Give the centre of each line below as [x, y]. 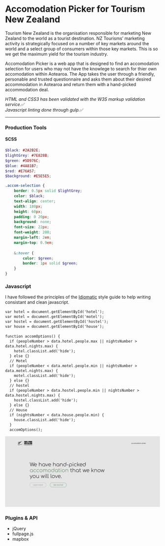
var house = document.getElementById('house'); [55, 327]
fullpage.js [23, 534]
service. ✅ [15, 104]
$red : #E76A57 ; [21, 171]
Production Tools [26, 127]
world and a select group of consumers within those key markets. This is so [82, 49]
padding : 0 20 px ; [32, 217]
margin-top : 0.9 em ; [34, 243]
